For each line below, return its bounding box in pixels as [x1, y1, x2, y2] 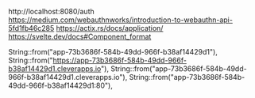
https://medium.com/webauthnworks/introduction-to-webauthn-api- [8, 15, 233, 24]
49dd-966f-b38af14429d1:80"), [8, 81, 113, 90]
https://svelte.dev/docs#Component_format [8, 32, 152, 41]
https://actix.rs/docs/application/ [56, 24, 164, 32]
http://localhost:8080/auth [8, 7, 95, 16]
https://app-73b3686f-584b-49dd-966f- [52, 55, 187, 65]
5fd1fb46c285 [8, 24, 55, 32]
